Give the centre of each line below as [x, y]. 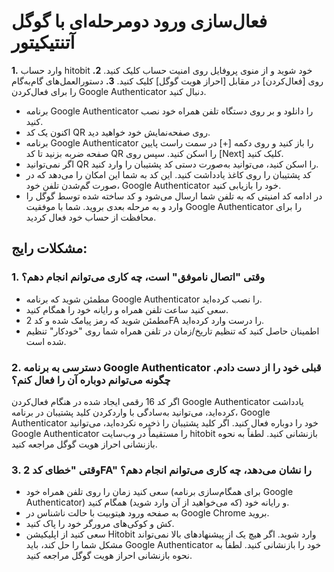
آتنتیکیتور [43, 42]
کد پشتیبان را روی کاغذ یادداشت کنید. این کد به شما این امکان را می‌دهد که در [168, 174]
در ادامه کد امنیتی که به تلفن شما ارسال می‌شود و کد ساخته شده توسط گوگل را [174, 196]
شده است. [46, 341]
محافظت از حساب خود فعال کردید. [91, 217]
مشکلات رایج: [49, 248]
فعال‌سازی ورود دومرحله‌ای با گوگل [139, 21]
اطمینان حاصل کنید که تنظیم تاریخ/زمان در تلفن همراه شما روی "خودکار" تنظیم [172, 331]
